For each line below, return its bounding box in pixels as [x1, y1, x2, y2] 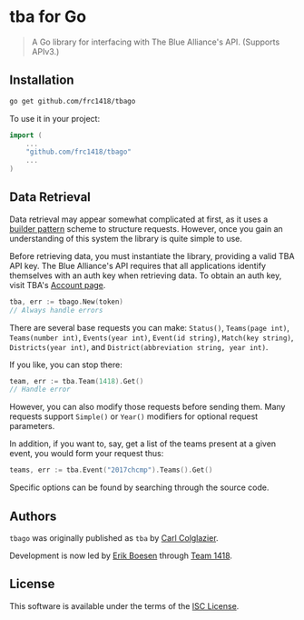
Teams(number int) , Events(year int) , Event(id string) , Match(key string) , [9, 332, 294, 343]
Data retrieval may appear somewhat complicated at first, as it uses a [9, 214, 269, 225]
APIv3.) [31, 45, 60, 56]
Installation [9, 73, 74, 88]
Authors [9, 508, 57, 524]
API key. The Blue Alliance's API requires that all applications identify [9, 260, 266, 271]
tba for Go [9, 6, 87, 27]
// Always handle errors [9, 305, 103, 315]
